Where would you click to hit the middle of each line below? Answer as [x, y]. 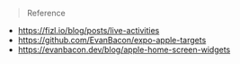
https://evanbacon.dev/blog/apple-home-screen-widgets [124, 50]
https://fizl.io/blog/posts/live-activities [89, 30]
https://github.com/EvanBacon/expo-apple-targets [112, 40]
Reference [46, 13]
